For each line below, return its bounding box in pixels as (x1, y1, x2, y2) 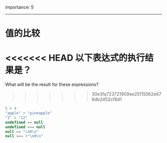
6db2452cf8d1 (91, 96, 122, 102)
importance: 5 (5, 4, 34, 10)
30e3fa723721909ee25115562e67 (91, 91, 162, 97)
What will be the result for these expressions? (5, 81, 99, 87)
